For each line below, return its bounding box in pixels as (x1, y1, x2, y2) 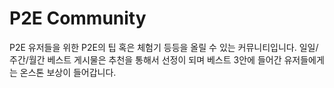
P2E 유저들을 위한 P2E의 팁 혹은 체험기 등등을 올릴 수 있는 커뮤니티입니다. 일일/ (9, 41, 319, 53)
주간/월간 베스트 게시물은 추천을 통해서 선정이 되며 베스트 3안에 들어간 (9, 53, 282, 66)
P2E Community (9, 7, 147, 30)
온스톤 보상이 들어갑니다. (19, 66, 117, 78)
